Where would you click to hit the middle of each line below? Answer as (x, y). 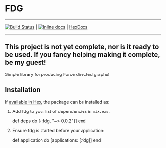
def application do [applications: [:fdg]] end (57, 140)
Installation (23, 90)
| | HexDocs (62, 27)
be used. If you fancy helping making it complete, (83, 55)
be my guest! (26, 62)
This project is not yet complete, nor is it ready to (82, 47)
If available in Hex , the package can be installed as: (57, 102)
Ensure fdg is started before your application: (58, 130)
